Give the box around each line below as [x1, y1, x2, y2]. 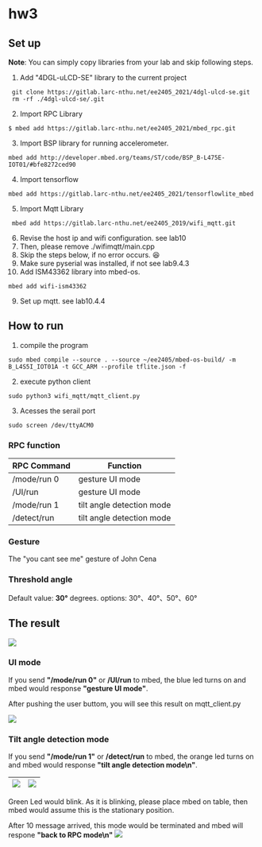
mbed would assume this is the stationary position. [8, 806, 175, 815]
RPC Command [12, 460, 71, 471]
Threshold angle [8, 574, 73, 585]
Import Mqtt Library [19, 204, 84, 213]
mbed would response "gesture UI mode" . [8, 683, 148, 693]
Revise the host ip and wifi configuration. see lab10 [19, 234, 187, 242]
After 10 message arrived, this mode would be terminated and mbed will [8, 821, 244, 830]
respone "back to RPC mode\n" [8, 830, 114, 840]
